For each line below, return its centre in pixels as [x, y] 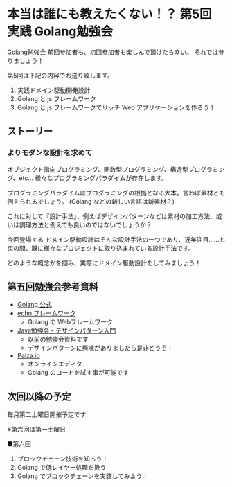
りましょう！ [25, 60]
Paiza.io [28, 356]
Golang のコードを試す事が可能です [78, 373]
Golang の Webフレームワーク [70, 322]
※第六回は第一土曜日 [36, 430]
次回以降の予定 [39, 397]
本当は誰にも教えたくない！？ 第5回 [110, 14]
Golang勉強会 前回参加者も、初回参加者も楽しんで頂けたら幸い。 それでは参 [116, 52]
